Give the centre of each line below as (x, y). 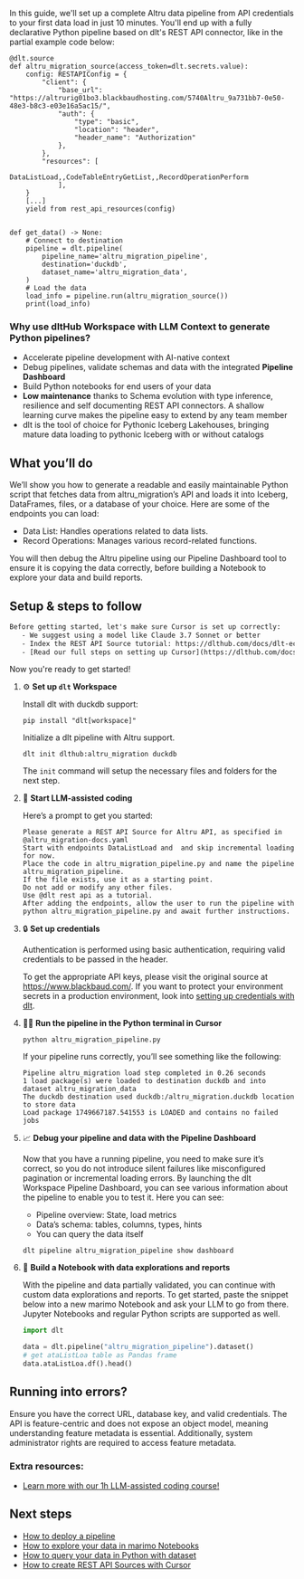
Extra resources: (47, 1466)
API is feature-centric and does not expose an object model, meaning (139, 1423)
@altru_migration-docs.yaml (75, 841)
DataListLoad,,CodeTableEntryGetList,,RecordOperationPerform (129, 177)
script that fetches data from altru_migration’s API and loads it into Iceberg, (149, 495)
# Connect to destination (75, 241)
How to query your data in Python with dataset (109, 1555)
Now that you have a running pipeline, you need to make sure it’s (143, 1159)
